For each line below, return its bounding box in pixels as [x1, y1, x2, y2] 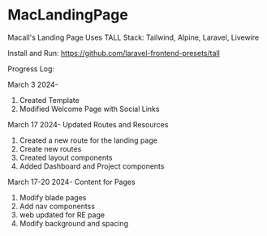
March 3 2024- [7, 79, 58, 89]
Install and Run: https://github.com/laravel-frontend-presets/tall [7, 48, 220, 58]
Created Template [19, 95, 80, 105]
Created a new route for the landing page [19, 135, 157, 145]
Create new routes [19, 144, 82, 153]
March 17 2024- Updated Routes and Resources [7, 119, 169, 129]
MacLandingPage [7, 6, 129, 24]
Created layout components [19, 152, 113, 162]
